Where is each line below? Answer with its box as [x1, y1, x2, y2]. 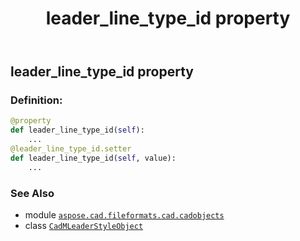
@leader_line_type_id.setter [10, 144, 132, 154]
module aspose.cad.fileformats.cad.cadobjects [24, 209, 225, 221]
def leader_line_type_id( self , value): [10, 153, 177, 163]
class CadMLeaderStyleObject [24, 220, 144, 232]
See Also [10, 186, 55, 200]
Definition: [10, 93, 63, 107]
